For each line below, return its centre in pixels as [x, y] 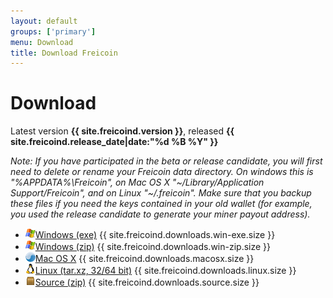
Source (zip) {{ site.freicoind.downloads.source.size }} [147, 282]
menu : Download [42, 42]
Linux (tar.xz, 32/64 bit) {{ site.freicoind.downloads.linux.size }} [165, 271]
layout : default [44, 21]
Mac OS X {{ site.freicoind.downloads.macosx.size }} [144, 259]
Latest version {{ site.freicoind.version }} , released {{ [122, 131]
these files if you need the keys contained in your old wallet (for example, [161, 204]
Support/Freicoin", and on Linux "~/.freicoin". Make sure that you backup [161, 193]
